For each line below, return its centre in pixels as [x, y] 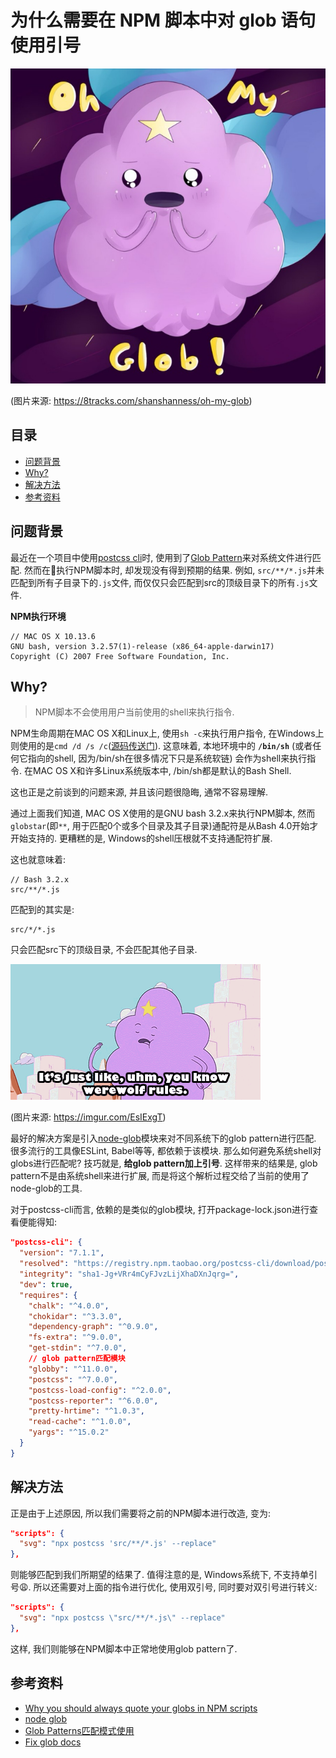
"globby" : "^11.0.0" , [73, 1369]
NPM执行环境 [38, 616]
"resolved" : [44, 1264]
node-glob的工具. [46, 1188]
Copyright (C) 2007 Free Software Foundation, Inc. [120, 656]
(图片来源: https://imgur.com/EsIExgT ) [88, 1117]
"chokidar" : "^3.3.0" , [75, 1316]
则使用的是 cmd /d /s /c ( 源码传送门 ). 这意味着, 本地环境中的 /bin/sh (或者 [161, 746]
